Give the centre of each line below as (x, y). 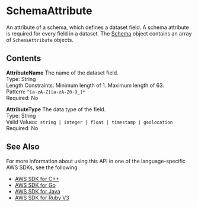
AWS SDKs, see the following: (42, 167)
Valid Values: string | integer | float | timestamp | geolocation (90, 122)
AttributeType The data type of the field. (56, 109)
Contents (24, 58)
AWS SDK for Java (37, 191)
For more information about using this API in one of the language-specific (96, 161)
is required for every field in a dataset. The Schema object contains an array (99, 33)
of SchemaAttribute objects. (40, 40)
